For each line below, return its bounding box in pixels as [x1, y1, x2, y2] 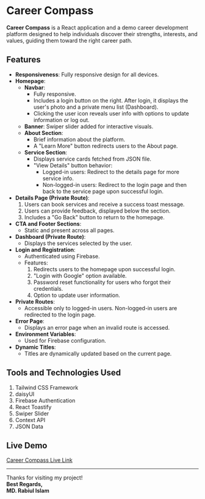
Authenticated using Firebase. [24, 252, 100, 260]
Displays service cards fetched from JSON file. [33, 155, 151, 162]
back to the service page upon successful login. [42, 188, 164, 195]
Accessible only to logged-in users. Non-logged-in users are [24, 304, 178, 311]
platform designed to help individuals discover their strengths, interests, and [6, 30, 198, 37]
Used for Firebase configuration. [24, 337, 107, 344]
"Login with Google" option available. [33, 272, 127, 279]
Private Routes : [15, 297, 55, 305]
